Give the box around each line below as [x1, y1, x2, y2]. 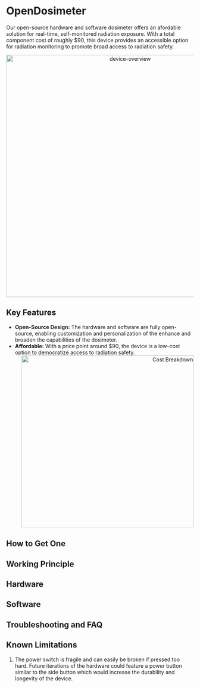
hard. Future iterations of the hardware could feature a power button [14, 662, 183, 669]
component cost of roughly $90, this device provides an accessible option [6, 36, 189, 44]
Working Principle [6, 559, 74, 569]
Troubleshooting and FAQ [6, 619, 103, 630]
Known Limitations [6, 640, 77, 650]
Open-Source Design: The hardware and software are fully [14, 323, 161, 330]
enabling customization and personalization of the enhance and [35, 330, 191, 337]
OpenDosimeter [6, 4, 86, 18]
